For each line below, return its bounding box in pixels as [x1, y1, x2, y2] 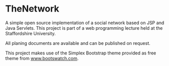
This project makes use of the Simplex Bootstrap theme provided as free [5, 50, 156, 56]
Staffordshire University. [5, 30, 56, 36]
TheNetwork [5, 3, 60, 15]
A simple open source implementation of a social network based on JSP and [5, 20, 164, 26]
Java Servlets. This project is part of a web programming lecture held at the [5, 25, 163, 31]
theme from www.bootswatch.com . [5, 55, 79, 61]
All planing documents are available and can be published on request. [5, 40, 151, 46]
